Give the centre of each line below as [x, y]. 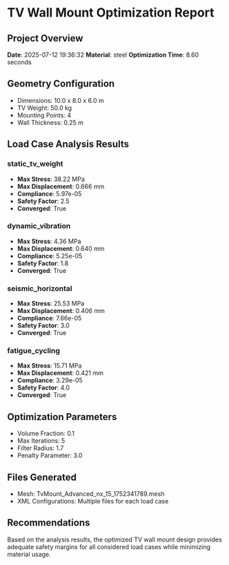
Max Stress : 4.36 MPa [49, 241]
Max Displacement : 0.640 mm [61, 248]
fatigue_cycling [34, 351]
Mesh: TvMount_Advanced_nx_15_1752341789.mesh [91, 494]
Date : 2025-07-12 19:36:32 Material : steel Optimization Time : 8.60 [103, 55]
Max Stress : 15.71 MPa [49, 366]
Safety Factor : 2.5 [43, 201]
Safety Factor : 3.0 [43, 325]
